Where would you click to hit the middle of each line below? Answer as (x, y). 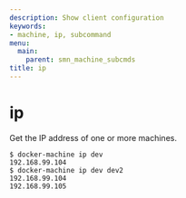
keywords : (28, 26)
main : (28, 52)
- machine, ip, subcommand (60, 34)
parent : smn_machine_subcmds (81, 60)
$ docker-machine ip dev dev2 (67, 170)
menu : (20, 43)
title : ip (28, 69)
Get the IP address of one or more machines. (93, 137)
